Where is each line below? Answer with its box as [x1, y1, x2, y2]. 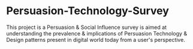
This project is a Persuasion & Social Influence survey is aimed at [6, 24, 167, 31]
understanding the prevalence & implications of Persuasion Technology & [6, 30, 188, 37]
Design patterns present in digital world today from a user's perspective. [6, 36, 186, 43]
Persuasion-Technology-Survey [6, 4, 170, 18]
